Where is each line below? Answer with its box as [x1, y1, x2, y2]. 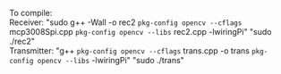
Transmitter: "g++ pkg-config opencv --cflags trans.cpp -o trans [9, 45, 251, 56]
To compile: [9, 8, 53, 18]
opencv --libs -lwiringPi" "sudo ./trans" [37, 55, 185, 65]
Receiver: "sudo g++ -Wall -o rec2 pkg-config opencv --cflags [9, 17, 243, 28]
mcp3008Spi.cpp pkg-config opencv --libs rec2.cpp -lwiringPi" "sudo [9, 27, 272, 37]
